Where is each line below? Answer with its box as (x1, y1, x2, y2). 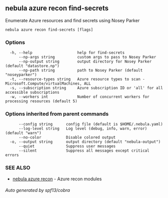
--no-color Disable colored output (18, 135, 116, 140)
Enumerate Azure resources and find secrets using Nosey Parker (5, 17, 140, 23)
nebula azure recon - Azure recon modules (12, 176, 102, 182)
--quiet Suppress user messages (18, 144, 116, 149)
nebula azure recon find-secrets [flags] (5, 27, 94, 32)
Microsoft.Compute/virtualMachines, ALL (5, 81, 92, 86)
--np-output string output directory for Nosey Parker (18, 59, 152, 64)
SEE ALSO (5, 164, 31, 171)
